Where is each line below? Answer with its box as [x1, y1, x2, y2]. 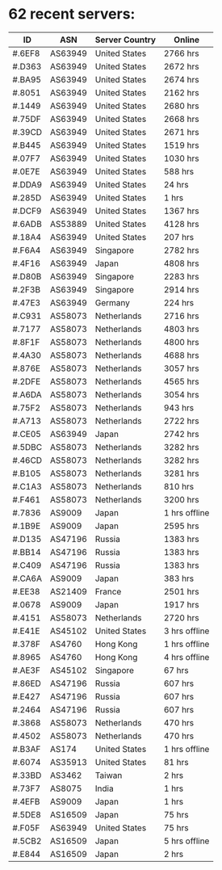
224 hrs [163, 296, 195, 308]
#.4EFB [12, 796, 40, 807]
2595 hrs [163, 520, 199, 532]
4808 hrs [163, 258, 199, 269]
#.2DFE [12, 376, 41, 387]
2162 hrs [163, 86, 199, 98]
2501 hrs [163, 586, 199, 597]
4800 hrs [163, 336, 199, 347]
